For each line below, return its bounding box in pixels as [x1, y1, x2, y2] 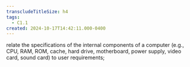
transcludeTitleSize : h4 [6, 8, 68, 15]
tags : [6, 14, 20, 20]
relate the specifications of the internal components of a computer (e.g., [6, 42, 185, 49]
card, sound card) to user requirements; [6, 54, 105, 61]
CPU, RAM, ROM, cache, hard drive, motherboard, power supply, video [6, 48, 182, 55]
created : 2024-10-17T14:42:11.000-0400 [6, 25, 106, 31]
